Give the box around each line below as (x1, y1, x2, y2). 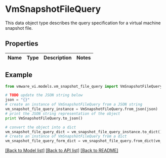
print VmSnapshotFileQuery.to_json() (5, 115, 83, 121)
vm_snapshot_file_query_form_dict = (5, 139, 81, 144)
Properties (5, 40, 39, 48)
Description (43, 54, 72, 61)
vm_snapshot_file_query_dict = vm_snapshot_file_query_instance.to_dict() (5, 129, 163, 134)
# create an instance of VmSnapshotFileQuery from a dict (5, 134, 127, 139)
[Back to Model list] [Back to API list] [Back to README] (5, 148, 119, 154)
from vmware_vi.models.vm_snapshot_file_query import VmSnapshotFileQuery (5, 84, 163, 89)
